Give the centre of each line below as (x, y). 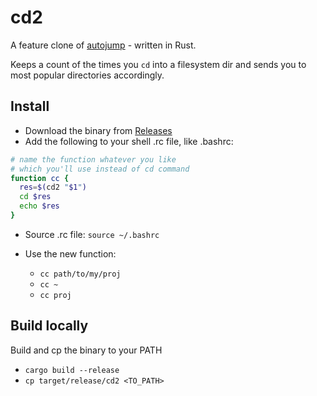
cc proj (55, 295)
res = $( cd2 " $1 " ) (53, 187)
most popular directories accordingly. (87, 75)
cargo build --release (72, 370)
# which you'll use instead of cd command (100, 169)
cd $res (35, 197)
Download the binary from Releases (98, 130)
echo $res (39, 206)
